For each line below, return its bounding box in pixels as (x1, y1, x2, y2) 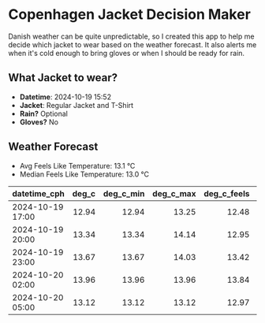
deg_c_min (103, 187, 145, 199)
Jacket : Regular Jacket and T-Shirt (19, 100, 134, 110)
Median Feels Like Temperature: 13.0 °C (19, 169, 150, 179)
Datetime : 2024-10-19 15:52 (19, 92, 112, 102)
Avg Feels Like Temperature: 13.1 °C (19, 161, 136, 170)
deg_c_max (152, 187, 196, 199)
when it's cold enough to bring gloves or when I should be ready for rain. (8, 48, 245, 58)
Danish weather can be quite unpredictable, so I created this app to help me (8, 32, 255, 41)
